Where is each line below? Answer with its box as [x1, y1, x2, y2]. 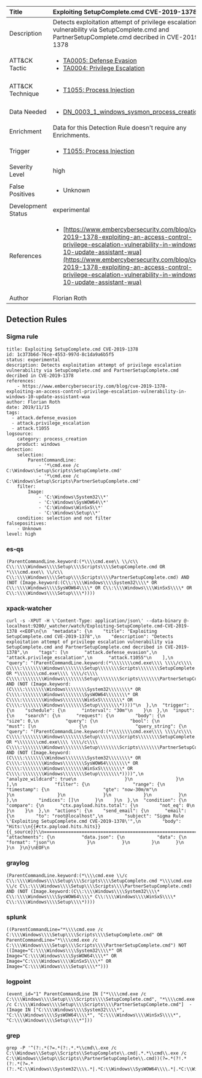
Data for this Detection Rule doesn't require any [52, 124, 187, 132]
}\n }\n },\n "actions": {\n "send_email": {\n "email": [6, 808, 187, 814]
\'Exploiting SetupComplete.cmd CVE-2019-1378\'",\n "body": [6, 819, 182, 825]
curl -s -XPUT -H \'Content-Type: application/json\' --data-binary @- [6, 618, 189, 624]
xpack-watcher [6, 604, 52, 612]
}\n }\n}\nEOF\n [6, 845, 50, 851]
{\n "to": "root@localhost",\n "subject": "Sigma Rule [6, 813, 185, 819]
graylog [6, 859, 29, 867]
